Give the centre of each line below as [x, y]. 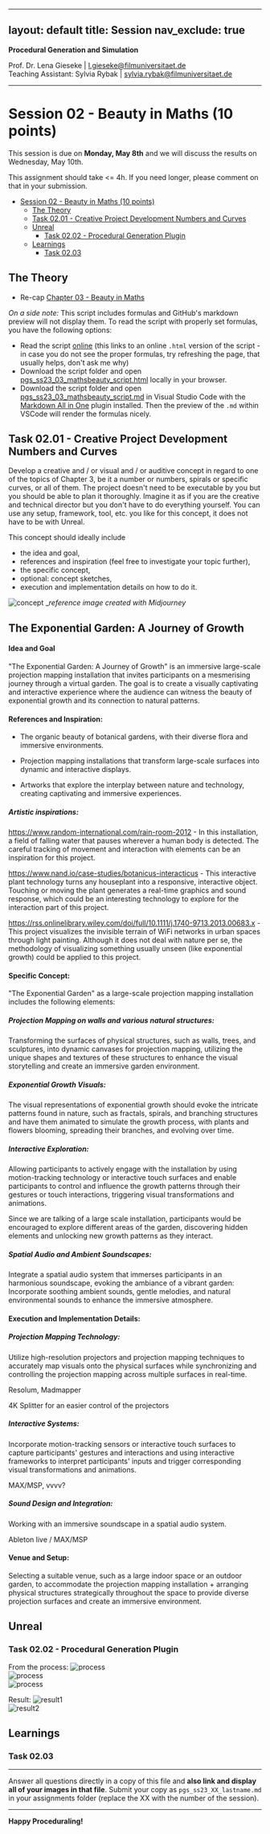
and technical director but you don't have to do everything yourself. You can [134, 505]
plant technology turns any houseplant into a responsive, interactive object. [133, 882]
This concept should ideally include [67, 537]
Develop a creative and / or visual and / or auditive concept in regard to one [133, 471]
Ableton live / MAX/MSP [48, 1539]
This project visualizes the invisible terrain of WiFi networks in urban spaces [135, 932]
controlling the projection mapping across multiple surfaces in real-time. [128, 1374]
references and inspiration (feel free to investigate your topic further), [135, 562]
